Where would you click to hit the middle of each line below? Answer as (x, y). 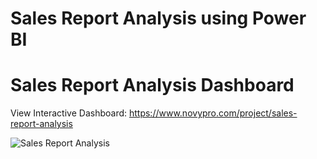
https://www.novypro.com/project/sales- (213, 113)
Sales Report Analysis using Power (158, 18)
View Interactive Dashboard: (69, 113)
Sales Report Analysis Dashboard (152, 85)
